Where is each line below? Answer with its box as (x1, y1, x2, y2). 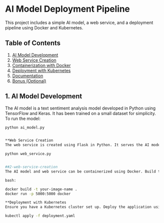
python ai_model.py (5, 125, 45, 130)
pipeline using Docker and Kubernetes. (5, 24, 83, 30)
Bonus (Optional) (12, 78, 46, 84)
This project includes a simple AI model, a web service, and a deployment (5, 20, 154, 25)
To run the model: (5, 115, 41, 121)
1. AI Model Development (5, 92, 82, 101)
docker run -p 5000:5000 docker (5, 191, 71, 196)
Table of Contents (5, 39, 61, 47)
